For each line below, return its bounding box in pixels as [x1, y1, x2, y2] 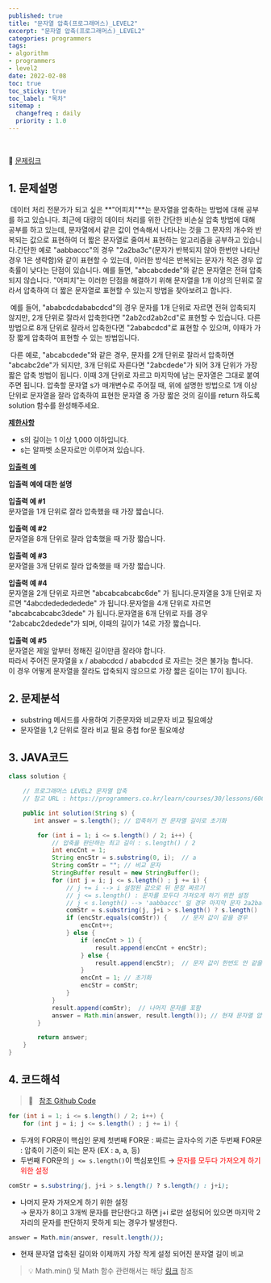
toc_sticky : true [8, 86, 67, 95]
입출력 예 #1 [8, 496, 46, 505]
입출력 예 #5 [8, 635, 47, 645]
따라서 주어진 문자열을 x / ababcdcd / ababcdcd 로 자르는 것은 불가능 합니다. [8, 656, 253, 665]
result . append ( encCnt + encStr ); [94, 944, 207, 952]
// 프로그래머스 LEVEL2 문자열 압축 [23, 787, 127, 795]
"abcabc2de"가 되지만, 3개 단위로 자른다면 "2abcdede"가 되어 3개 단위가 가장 [8, 360, 258, 370]
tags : [8, 42, 27, 50]
